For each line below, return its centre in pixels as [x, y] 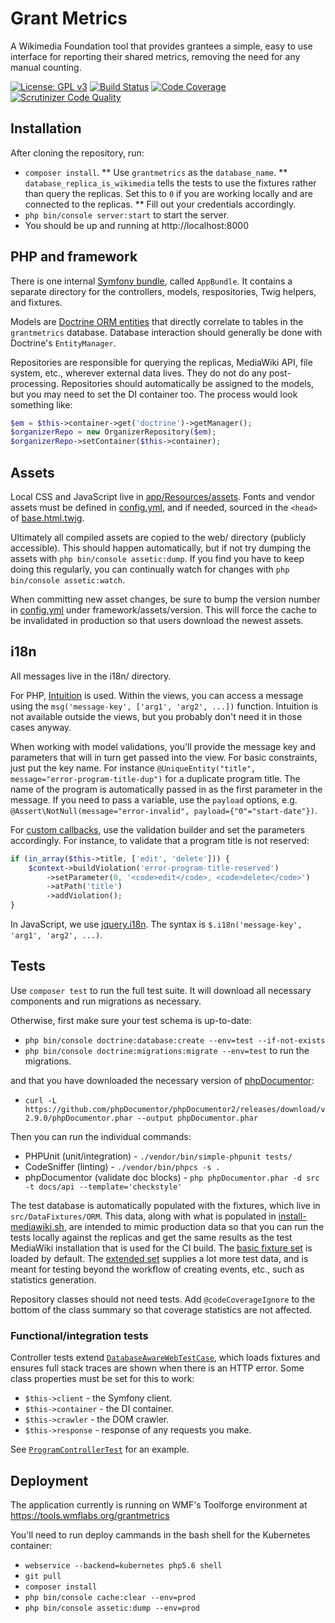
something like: [41, 404]
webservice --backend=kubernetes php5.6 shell [123, 1565]
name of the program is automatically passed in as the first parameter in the [166, 789]
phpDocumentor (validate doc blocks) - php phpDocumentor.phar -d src [172, 1177]
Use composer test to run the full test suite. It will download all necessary [161, 990]
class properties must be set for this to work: [102, 1379]
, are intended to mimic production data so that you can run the [194, 1226]
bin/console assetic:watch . [68, 580]
